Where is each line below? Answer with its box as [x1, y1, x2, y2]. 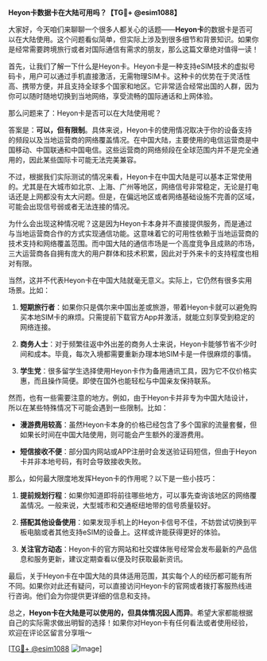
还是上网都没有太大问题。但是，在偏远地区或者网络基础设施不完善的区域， [14, 192, 259, 201]
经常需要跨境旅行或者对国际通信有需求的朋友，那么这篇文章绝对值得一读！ [14, 45, 259, 54]
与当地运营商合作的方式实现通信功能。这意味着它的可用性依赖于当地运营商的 [8, 229, 259, 238]
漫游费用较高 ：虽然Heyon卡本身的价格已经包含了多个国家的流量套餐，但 [19, 420, 257, 429]
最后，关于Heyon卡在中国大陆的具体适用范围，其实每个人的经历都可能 [8, 571, 238, 581]
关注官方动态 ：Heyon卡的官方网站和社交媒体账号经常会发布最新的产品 [19, 545, 250, 553]
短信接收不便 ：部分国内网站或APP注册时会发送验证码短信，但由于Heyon [19, 447, 257, 456]
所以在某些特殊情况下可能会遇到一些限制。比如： [8, 403, 168, 413]
